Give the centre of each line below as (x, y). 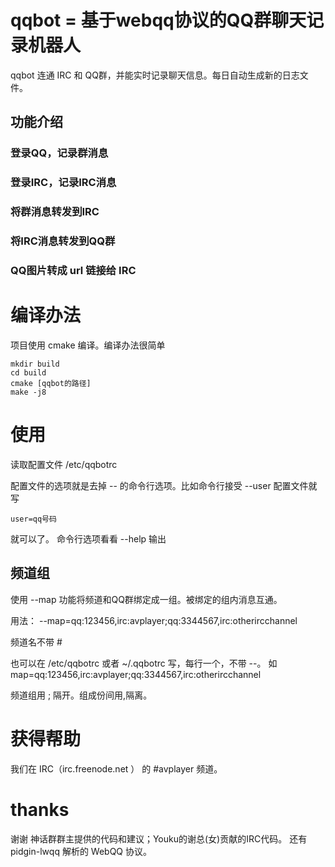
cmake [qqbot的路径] (51, 383)
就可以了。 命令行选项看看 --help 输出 (88, 538)
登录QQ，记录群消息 (59, 153)
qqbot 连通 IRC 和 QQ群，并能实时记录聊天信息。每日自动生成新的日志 (155, 75)
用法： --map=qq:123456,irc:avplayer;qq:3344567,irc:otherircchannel (154, 620)
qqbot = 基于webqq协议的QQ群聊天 (158, 20)
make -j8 (28, 392)
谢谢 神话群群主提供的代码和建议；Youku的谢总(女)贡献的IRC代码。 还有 (159, 838)
